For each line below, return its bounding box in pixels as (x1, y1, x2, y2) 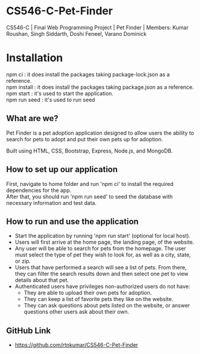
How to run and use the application (6, 216, 139, 226)
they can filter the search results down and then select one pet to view (14, 270, 189, 278)
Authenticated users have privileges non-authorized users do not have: (14, 283, 190, 290)
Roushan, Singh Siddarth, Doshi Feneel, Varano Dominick (6, 30, 147, 37)
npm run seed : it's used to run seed (6, 96, 96, 103)
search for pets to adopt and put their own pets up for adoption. (6, 135, 163, 142)
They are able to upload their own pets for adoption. (23, 289, 152, 296)
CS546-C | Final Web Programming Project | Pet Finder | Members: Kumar (6, 24, 189, 31)
